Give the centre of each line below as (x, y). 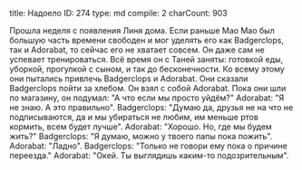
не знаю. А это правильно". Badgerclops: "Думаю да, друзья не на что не (151, 107)
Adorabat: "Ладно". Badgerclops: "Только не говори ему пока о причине (148, 146)
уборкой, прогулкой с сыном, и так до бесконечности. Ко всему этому (147, 69)
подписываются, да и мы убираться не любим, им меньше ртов (134, 117)
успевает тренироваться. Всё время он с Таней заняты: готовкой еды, (146, 59)
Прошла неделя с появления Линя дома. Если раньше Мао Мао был (142, 30)
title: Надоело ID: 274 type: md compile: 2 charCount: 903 (119, 13)
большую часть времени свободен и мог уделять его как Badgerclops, (146, 40)
